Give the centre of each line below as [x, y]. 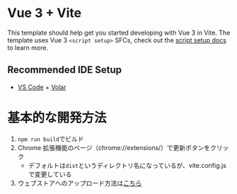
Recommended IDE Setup [65, 70]
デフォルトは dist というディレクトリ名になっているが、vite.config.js [127, 165]
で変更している [50, 174]
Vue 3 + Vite [45, 13]
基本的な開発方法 [57, 118]
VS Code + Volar [42, 87]
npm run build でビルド [51, 139]
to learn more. [28, 47]
